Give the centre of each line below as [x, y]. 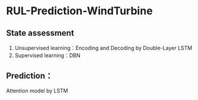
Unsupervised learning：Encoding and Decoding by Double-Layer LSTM [103, 48]
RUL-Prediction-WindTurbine [79, 11]
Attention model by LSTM [37, 90]
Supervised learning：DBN [47, 55]
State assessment [40, 33]
